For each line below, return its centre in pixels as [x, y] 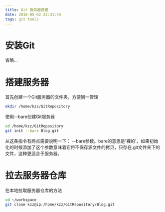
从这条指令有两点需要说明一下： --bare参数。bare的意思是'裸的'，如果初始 [82, 141]
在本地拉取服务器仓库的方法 [34, 190]
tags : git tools [22, 19]
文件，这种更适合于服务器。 [34, 153]
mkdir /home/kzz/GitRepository [38, 106]
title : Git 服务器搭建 [27, 10]
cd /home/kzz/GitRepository [34, 126]
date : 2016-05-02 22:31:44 [33, 14]
